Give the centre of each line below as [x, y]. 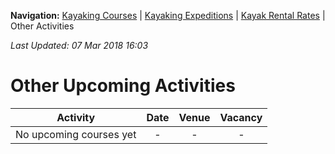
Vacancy [241, 117]
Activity [76, 117]
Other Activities [42, 26]
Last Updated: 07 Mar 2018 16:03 [79, 45]
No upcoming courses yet [76, 134]
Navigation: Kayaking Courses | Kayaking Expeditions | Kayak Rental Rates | [168, 15]
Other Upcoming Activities [123, 86]
